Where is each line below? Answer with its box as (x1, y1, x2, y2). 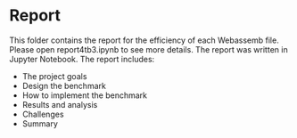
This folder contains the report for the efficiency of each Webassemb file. (9, 35, 279, 45)
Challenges (21, 109, 64, 119)
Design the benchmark (21, 80, 107, 91)
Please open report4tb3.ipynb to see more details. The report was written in (9, 44, 288, 54)
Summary (21, 118, 58, 129)
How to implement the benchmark (21, 90, 148, 101)
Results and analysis (21, 99, 98, 110)
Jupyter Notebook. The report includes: (9, 53, 155, 64)
